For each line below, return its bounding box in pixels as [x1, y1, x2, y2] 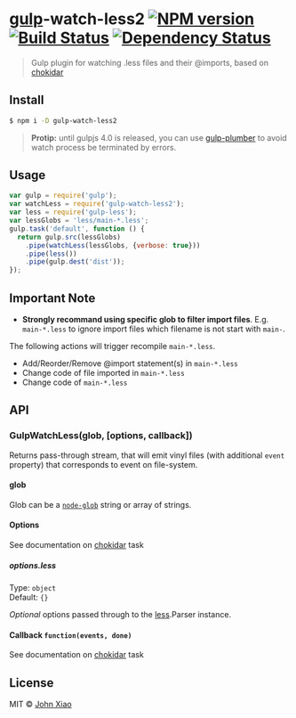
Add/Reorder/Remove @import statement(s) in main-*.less [21, 358, 238, 369]
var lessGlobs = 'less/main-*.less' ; [9, 216, 149, 225]
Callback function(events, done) [9, 629, 132, 640]
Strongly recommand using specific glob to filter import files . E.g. [21, 314, 269, 324]
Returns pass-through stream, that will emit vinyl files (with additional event [9, 450, 285, 461]
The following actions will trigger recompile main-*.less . [9, 341, 216, 351]
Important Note [9, 290, 96, 306]
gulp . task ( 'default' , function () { [9, 224, 145, 233]
